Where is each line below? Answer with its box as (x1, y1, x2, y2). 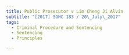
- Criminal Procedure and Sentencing (11, 24, 103, 31)
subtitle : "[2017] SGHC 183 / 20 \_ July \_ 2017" (6, 14, 121, 20)
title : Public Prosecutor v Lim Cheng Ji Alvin (6, 8, 124, 14)
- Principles (11, 35, 43, 41)
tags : (6, 19, 19, 25)
